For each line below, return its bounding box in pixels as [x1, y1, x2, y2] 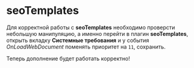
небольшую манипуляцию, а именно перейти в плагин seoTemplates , [6, 30, 189, 37]
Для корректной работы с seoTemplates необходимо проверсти [6, 24, 176, 31]
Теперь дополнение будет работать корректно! [6, 55, 130, 62]
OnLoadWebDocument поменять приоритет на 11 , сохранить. [6, 43, 166, 50]
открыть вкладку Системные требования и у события [6, 36, 149, 44]
